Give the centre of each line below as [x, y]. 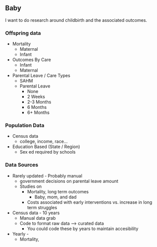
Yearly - [20, 234]
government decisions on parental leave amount [69, 181]
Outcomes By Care [31, 60]
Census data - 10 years [36, 213]
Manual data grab [38, 218]
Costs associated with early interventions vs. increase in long [90, 202]
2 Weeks [36, 97]
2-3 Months [39, 102]
